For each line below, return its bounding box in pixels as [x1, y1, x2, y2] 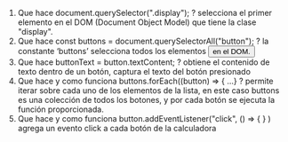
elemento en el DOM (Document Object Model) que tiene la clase [17, 17, 257, 28]
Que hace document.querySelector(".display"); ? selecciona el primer [17, 8, 273, 18]
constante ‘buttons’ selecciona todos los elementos [17, 46, 207, 56]
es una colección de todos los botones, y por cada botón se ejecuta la [17, 95, 276, 105]
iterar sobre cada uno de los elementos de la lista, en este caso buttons [17, 85, 280, 96]
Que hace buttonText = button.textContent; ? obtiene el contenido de [17, 57, 270, 67]
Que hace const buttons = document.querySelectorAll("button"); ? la [17, 35, 269, 46]
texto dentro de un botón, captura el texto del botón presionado [17, 67, 252, 76]
